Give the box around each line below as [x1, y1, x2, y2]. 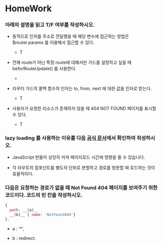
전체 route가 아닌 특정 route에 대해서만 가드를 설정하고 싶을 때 [12, 59, 132, 65]
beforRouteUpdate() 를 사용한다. [12, 66, 77, 72]
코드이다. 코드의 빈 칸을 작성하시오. [5, 191, 82, 198]
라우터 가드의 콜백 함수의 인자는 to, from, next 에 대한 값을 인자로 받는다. [12, 85, 152, 91]
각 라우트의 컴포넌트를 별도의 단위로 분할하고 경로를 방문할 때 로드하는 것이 [12, 164, 156, 170]
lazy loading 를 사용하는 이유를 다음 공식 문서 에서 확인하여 [5, 135, 136, 141]
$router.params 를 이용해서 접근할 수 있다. [12, 40, 95, 46]
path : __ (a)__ [9, 207, 38, 213]
